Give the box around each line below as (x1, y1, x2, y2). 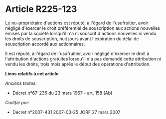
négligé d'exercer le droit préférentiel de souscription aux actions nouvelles (5, 25, 161, 31)
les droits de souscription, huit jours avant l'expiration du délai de (5, 36, 139, 42)
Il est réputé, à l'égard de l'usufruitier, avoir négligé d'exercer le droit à (5, 51, 150, 57)
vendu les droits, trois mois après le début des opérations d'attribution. (5, 61, 151, 67)
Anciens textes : (5, 80, 37, 86)
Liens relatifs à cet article (5, 70, 59, 76)
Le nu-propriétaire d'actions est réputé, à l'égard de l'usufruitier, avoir (5, 20, 149, 26)
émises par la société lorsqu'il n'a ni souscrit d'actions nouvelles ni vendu (5, 30, 157, 36)
